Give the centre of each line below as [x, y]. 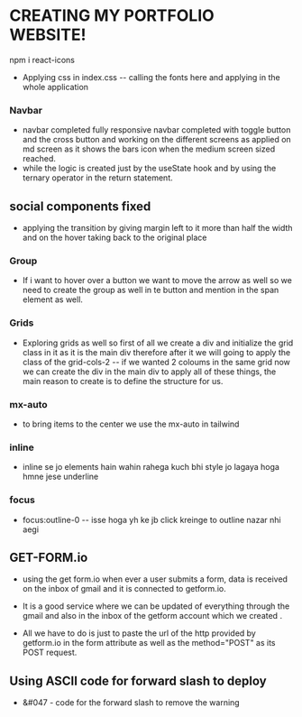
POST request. [50, 653]
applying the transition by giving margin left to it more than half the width [157, 228]
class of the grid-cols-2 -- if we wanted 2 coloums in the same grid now [156, 362]
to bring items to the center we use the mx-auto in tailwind [131, 424]
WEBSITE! [48, 35]
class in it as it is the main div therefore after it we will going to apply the [156, 352]
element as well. [53, 299]
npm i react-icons [42, 60]
